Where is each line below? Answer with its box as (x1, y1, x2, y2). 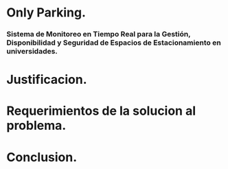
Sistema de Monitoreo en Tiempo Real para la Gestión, (6, 30, 191, 39)
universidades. (6, 47, 58, 56)
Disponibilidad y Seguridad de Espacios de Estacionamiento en (6, 38, 221, 47)
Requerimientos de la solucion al (6, 103, 196, 119)
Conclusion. (6, 149, 78, 165)
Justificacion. (6, 72, 87, 87)
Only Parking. (6, 5, 87, 21)
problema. (6, 118, 67, 133)
